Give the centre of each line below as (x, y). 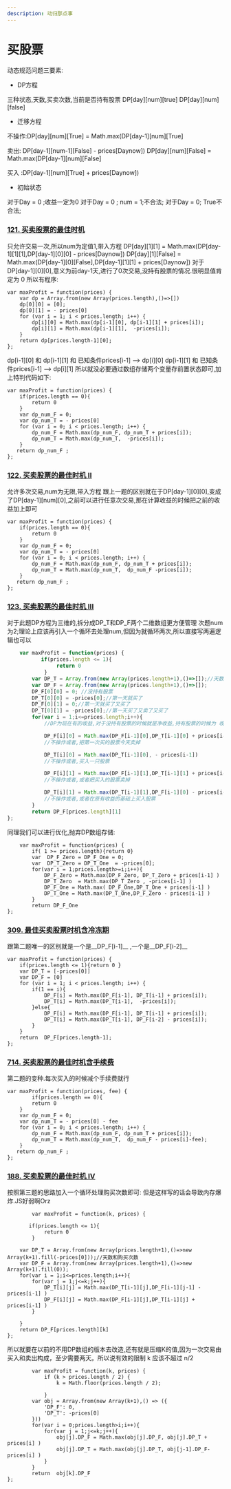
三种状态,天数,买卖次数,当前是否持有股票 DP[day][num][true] (92, 99)
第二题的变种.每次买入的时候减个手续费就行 (68, 1079)
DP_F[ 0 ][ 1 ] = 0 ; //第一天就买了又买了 (81, 704)
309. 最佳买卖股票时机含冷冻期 (58, 930)
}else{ (41, 1007)
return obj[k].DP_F (61, 1474)
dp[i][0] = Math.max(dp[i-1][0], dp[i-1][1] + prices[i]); (118, 322)
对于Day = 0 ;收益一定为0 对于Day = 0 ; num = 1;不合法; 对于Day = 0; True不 (114, 202)
